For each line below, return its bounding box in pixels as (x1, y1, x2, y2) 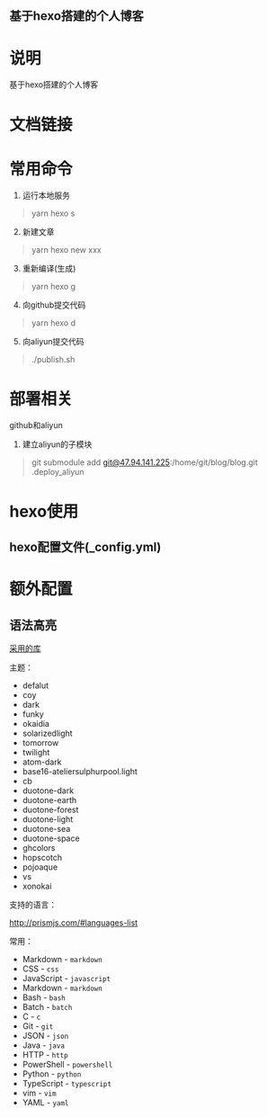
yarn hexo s (31, 208, 76, 219)
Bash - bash (22, 992, 66, 1003)
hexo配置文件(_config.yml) (9, 539, 162, 555)
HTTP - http (22, 1049, 69, 1059)
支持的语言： (9, 898, 57, 910)
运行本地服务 (22, 190, 70, 201)
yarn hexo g (31, 281, 76, 292)
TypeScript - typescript (22, 1077, 112, 1088)
